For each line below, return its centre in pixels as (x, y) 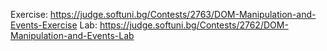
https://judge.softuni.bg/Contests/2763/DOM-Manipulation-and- (183, 14)
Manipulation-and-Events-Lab (72, 35)
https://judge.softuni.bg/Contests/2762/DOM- (194, 25)
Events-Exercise (44, 25)
